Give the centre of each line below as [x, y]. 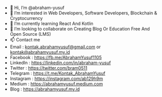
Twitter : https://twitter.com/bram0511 [48, 68]
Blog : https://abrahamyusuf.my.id [45, 89]
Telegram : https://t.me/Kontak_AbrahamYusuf [57, 73]
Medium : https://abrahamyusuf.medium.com [56, 84]
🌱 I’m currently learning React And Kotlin [51, 23]
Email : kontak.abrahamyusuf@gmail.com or [55, 47]
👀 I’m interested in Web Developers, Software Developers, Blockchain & [83, 13]
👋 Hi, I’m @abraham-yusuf [37, 8]
